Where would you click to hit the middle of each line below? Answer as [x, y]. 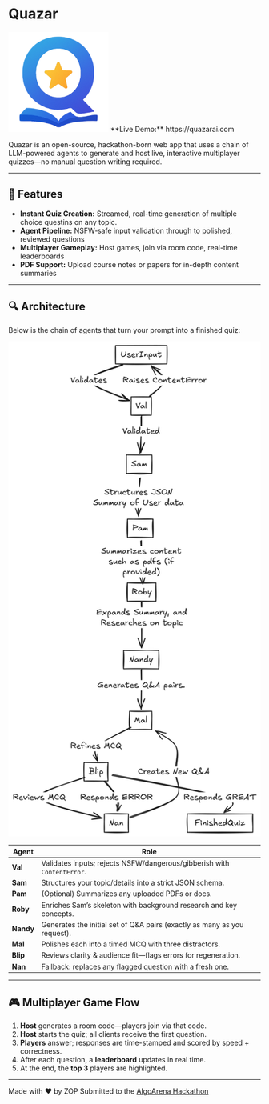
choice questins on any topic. [68, 222]
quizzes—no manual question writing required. [85, 162]
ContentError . [64, 871]
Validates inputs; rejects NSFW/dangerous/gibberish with [135, 863]
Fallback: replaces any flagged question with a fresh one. [135, 966]
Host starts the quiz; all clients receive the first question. [113, 1034]
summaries [38, 273]
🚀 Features [36, 194]
